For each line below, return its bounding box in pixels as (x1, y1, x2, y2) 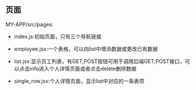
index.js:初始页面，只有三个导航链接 (14, 33, 102, 40)
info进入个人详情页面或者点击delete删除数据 (29, 65, 137, 72)
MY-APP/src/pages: (5, 20, 54, 27)
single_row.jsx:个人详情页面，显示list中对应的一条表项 (14, 77, 145, 84)
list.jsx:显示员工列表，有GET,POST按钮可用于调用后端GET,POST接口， (14, 57, 185, 65)
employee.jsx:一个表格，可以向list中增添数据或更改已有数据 (14, 45, 158, 52)
